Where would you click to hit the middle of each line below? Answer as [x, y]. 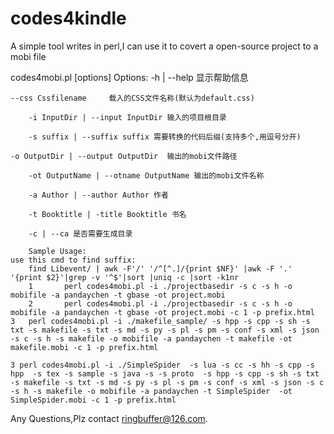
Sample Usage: [57, 251]
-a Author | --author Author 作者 [98, 195]
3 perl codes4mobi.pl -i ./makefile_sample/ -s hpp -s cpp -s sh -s [160, 321]
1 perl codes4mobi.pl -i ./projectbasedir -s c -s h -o [160, 286]
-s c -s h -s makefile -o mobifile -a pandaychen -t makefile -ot [151, 338]
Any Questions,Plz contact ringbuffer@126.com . [109, 418]
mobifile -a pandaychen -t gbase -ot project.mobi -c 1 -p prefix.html [162, 312]
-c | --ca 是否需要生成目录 [80, 233]
